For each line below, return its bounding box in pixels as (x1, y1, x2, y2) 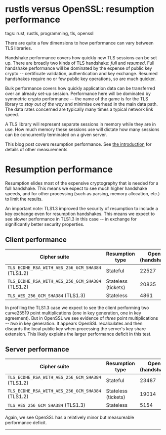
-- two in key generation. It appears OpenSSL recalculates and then (5, 320, 143, 326)
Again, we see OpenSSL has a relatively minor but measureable (5, 414, 134, 420)
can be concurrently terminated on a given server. (5, 131, 107, 137)
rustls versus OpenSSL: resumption (5, 3, 155, 15)
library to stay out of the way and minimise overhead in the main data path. (5, 101, 158, 107)
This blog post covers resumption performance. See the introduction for (5, 141, 152, 147)
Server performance (5, 345, 69, 354)
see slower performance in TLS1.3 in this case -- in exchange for (5, 216, 137, 222)
